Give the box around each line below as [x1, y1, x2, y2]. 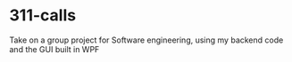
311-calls [9, 5, 77, 26]
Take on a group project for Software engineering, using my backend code [9, 35, 284, 45]
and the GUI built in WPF [9, 43, 100, 54]
